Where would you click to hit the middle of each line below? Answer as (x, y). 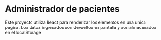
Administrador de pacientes (62, 9)
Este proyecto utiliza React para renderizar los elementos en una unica (76, 22)
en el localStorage (23, 32)
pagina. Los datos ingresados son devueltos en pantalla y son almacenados (81, 27)
